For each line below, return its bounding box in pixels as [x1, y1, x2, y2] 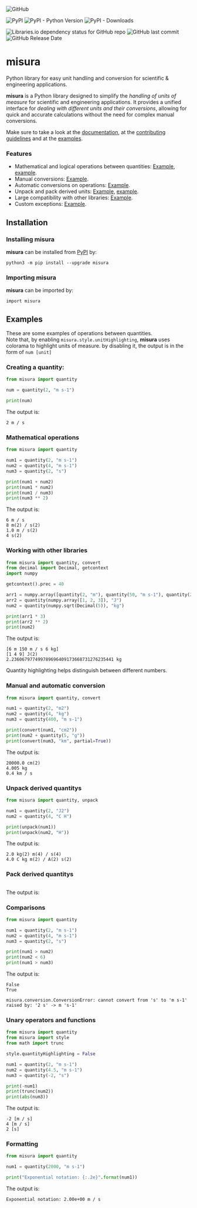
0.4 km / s [6, 770, 33, 776]
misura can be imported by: [6, 287, 74, 294]
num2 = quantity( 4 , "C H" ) [6, 813, 72, 819]
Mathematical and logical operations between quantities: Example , [14, 163, 175, 170]
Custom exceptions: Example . [14, 201, 87, 208]
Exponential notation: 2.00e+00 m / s [6, 1197, 101, 1203]
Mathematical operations [6, 433, 79, 441]
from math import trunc [6, 1040, 64, 1046]
